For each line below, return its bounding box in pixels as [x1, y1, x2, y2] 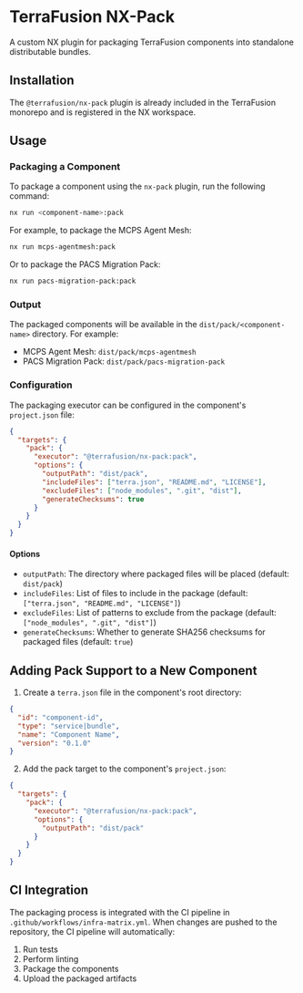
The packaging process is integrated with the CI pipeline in [9, 906, 230, 917]
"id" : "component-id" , [17, 713, 104, 722]
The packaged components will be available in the [9, 319, 197, 330]
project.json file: [9, 409, 76, 420]
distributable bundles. [9, 46, 91, 57]
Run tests [22, 944, 59, 955]
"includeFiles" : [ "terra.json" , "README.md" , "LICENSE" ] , [42, 477, 267, 487]
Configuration [9, 378, 73, 391]
